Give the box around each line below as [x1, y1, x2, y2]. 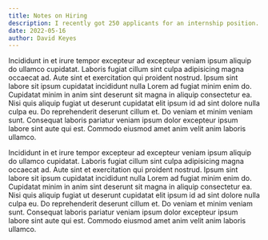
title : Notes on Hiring [8, 11, 88, 20]
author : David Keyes [8, 34, 78, 42]
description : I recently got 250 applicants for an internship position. [8, 19, 260, 27]
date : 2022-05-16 [8, 26, 66, 34]
